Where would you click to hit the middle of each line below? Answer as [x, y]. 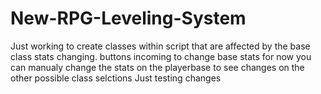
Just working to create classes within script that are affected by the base [160, 46]
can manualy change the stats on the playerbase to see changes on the [157, 67]
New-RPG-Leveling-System [128, 18]
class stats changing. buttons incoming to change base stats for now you [161, 56]
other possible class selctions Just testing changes [116, 78]
